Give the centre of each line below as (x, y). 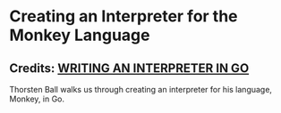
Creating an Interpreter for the (124, 16)
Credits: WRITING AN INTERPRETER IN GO (129, 68)
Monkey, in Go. (37, 99)
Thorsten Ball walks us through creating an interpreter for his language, (141, 89)
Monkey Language (80, 35)
